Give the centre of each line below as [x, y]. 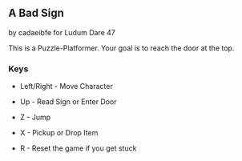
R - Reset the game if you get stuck [78, 148]
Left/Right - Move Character [67, 87]
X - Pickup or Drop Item [59, 133]
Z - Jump [35, 117]
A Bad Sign [36, 13]
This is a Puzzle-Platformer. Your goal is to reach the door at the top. [121, 48]
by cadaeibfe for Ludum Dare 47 [62, 32]
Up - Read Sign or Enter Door [69, 102]
